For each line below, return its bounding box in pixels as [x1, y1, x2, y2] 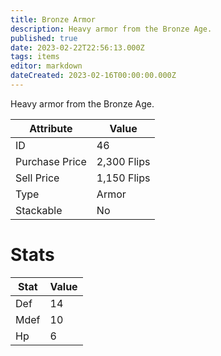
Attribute [29, 121, 73, 135]
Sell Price [15, 171, 60, 185]
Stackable [15, 203, 63, 217]
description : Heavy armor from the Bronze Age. [10, 24, 213, 34]
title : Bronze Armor [10, 14, 97, 25]
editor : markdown [10, 61, 83, 71]
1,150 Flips [96, 171, 151, 185]
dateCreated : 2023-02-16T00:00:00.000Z [10, 71, 177, 81]
